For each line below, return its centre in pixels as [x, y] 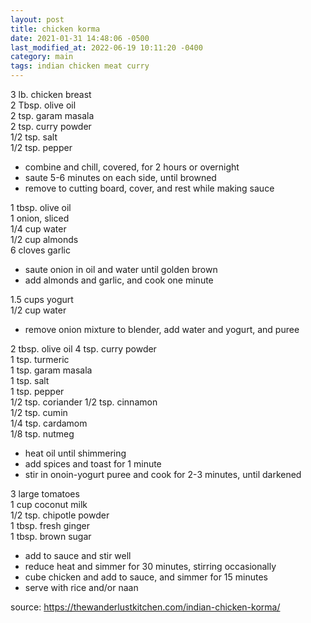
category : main [42, 57]
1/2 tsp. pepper [41, 147]
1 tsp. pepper [37, 391]
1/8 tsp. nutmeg [42, 434]
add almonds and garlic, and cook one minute [119, 280]
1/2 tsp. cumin [39, 412]
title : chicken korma [55, 29]
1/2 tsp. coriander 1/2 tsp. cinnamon [84, 402]
